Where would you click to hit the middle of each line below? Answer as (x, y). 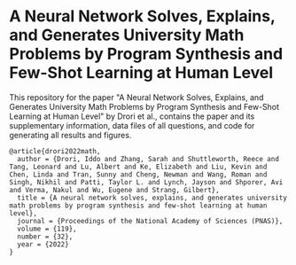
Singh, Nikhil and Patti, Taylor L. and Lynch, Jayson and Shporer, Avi (146, 182)
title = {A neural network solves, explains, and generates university (152, 198)
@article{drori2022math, (55, 151)
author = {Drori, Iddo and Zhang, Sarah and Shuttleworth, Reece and (148, 159)
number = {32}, (45, 237)
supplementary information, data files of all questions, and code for (132, 125)
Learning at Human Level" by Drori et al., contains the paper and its (132, 116)
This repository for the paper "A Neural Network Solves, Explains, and (136, 97)
